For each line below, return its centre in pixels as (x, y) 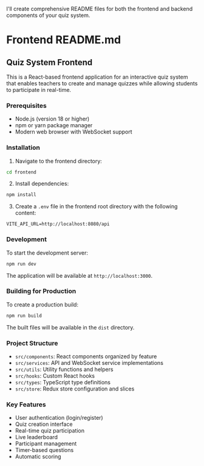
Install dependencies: (42, 184)
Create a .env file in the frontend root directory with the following (96, 207)
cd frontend (21, 172)
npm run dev (21, 264)
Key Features (26, 404)
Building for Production (41, 291)
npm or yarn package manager (54, 125)
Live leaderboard (36, 437)
